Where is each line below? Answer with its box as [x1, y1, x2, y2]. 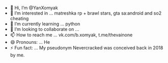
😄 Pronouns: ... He [10, 39, 50, 45]
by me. [10, 52, 25, 58]
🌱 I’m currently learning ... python [10, 21, 80, 27]
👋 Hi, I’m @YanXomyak [10, 5, 59, 11]
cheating [10, 16, 29, 21]
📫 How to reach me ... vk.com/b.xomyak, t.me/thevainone [10, 32, 133, 38]
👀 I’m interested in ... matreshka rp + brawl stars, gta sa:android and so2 [10, 10, 162, 16]
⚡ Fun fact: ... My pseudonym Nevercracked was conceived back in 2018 [10, 45, 163, 50]
